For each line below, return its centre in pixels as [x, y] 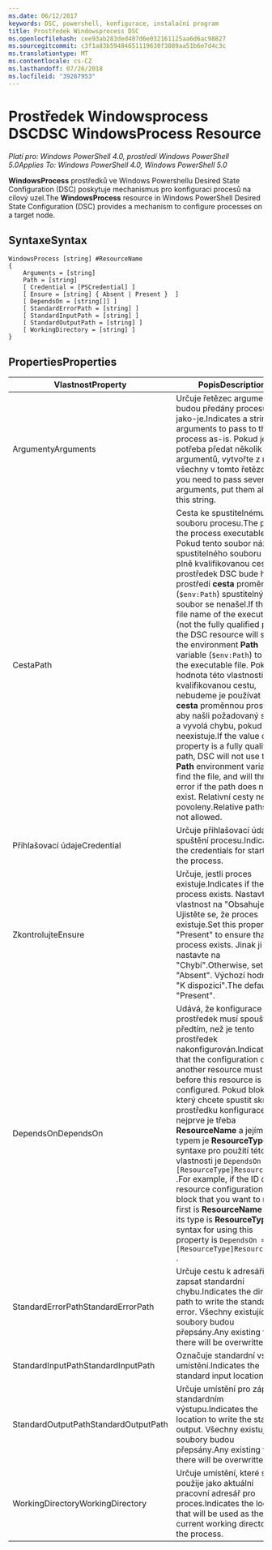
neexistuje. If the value [218, 736]
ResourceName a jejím [220, 1131]
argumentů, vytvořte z [218, 459]
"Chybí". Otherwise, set [219, 965]
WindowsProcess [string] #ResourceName [76, 259]
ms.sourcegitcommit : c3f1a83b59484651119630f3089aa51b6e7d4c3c [117, 46]
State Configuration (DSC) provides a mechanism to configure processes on [136, 206]
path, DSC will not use [218, 757]
